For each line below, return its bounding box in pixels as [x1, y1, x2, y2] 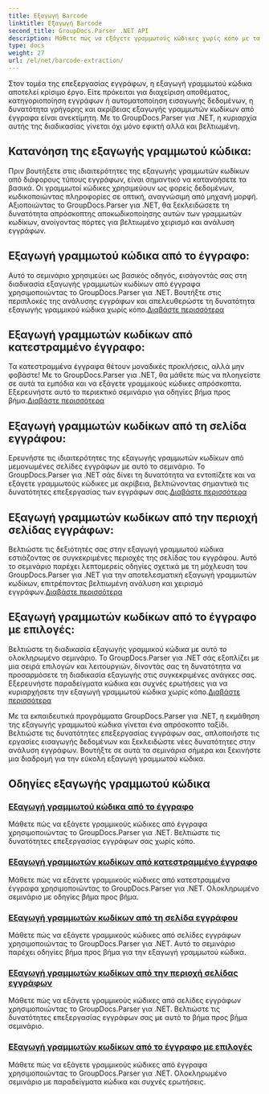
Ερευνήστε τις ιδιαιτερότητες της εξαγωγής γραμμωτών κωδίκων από [8, 453, 244, 463]
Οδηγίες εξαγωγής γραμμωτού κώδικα [8, 777, 210, 791]
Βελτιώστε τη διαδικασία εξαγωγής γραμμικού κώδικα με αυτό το [8, 644, 227, 654]
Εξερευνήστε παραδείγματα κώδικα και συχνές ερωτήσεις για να [8, 678, 228, 688]
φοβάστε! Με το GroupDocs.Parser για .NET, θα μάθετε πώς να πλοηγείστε [8, 371, 261, 380]
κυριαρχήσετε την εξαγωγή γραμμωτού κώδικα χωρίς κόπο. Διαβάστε [8, 686, 241, 696]
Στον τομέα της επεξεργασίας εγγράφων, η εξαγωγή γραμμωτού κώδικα [8, 78, 253, 88]
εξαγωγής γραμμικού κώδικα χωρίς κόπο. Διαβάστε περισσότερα [8, 305, 225, 314]
